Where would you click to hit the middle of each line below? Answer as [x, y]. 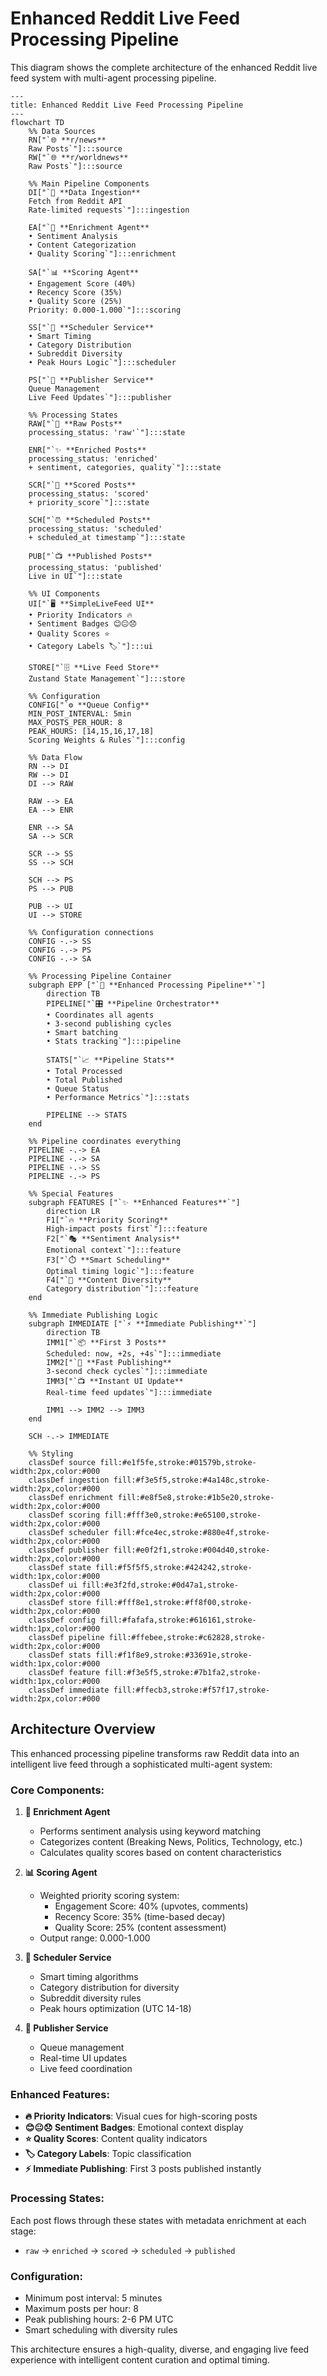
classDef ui [53, 1585]
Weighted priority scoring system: [109, 1896]
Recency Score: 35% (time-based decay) [140, 1917]
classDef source [62, 1462]
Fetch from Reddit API [75, 201]
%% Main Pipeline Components [89, 183]
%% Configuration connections [91, 932]
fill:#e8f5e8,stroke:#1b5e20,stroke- [196, 1497]
